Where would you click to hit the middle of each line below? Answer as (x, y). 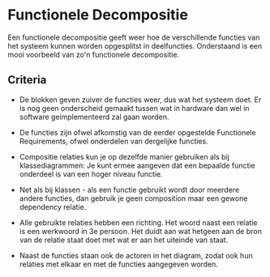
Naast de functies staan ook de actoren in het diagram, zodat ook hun (136, 255)
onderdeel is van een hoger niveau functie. (91, 174)
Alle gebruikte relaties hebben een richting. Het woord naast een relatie (138, 222)
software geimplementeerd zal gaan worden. (94, 117)
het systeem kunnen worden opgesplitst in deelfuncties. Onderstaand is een (135, 45)
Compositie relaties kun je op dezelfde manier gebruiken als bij (124, 156)
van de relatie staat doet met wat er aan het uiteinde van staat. (124, 240)
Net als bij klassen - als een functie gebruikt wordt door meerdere (129, 190)
